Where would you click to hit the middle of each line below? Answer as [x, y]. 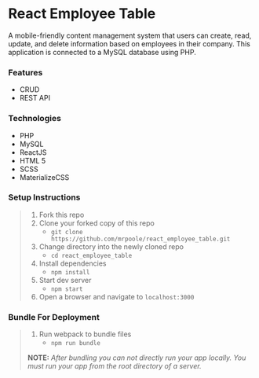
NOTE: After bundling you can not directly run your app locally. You [137, 358]
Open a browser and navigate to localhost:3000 [117, 296]
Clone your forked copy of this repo [97, 223]
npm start [67, 289]
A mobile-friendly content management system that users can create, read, [130, 35]
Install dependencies [73, 263]
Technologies [35, 119]
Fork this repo [62, 215]
